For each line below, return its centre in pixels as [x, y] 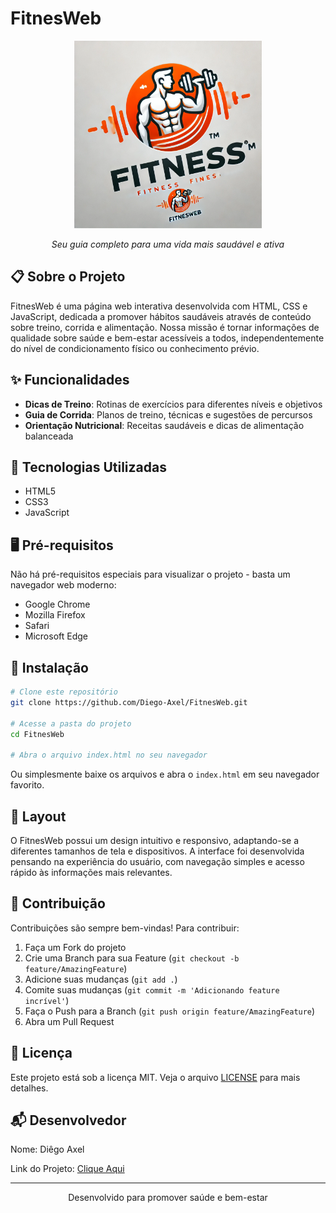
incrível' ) [47, 1000]
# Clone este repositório [64, 692]
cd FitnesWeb [37, 734]
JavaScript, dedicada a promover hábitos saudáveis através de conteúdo [161, 316]
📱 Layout [38, 816]
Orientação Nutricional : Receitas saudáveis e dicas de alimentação [164, 425]
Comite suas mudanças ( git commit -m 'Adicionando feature [152, 989]
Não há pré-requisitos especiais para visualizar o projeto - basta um [150, 574]
